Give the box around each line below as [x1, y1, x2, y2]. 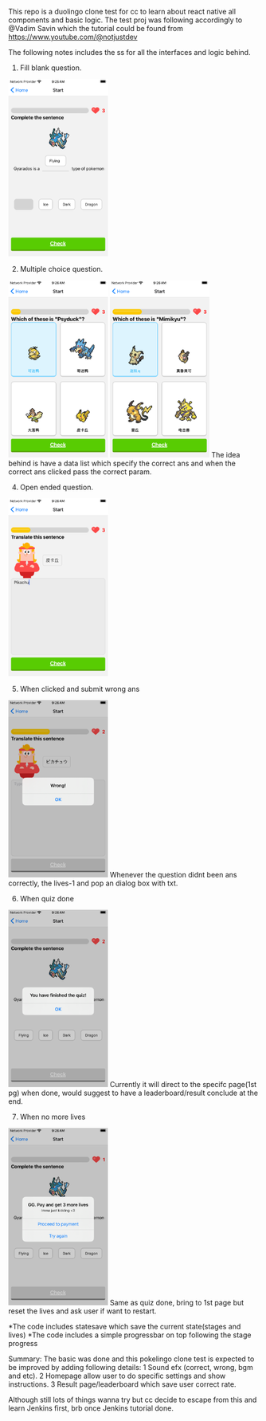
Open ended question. [19, 482, 94, 493]
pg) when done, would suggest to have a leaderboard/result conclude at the [8, 1088, 259, 1097]
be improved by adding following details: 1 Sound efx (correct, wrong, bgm [8, 1363, 253, 1372]
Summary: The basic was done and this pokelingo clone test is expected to [8, 1354, 255, 1364]
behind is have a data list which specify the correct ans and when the [8, 458, 237, 469]
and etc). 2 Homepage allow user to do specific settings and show [8, 1371, 226, 1381]
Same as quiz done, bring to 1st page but [109, 1298, 244, 1308]
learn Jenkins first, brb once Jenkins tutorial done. [8, 1403, 174, 1413]
